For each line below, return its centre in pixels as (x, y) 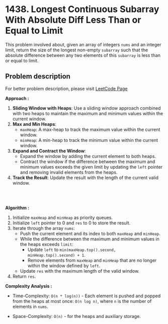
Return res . (24, 276)
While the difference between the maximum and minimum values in (90, 239)
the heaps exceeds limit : (47, 244)
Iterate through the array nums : (44, 228)
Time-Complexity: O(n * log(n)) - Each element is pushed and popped (87, 296)
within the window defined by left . (64, 266)
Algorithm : (17, 208)
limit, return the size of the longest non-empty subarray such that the (77, 50)
